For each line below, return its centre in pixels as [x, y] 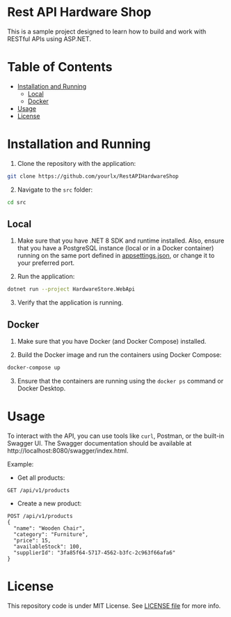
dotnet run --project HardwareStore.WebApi [71, 289]
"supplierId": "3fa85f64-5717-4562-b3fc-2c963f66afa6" [95, 553]
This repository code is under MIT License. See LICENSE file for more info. [114, 605]
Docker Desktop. [41, 388]
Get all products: [41, 478]
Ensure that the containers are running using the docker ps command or [120, 381]
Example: [21, 464]
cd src [17, 202]
